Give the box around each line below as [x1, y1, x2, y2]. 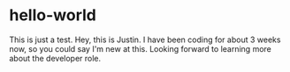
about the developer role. [9, 53, 102, 63]
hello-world [9, 5, 97, 25]
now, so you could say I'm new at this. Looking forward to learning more [9, 43, 272, 54]
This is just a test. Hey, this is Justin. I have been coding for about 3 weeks [9, 34, 281, 45]
